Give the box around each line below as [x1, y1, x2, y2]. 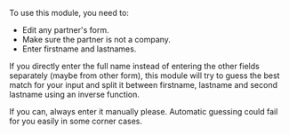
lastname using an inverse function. [9, 89, 140, 99]
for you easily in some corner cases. [9, 115, 143, 126]
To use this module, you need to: [9, 8, 129, 18]
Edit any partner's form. [21, 25, 109, 35]
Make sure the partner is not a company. [21, 35, 172, 44]
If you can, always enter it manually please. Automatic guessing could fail [9, 107, 278, 116]
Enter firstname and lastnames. [21, 44, 137, 54]
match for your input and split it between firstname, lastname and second [9, 80, 278, 90]
